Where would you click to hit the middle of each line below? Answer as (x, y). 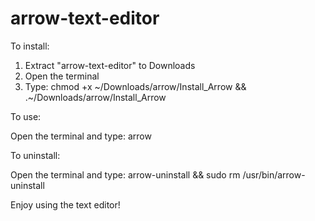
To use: (26, 116)
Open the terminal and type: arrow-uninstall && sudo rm (125, 174)
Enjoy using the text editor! (65, 204)
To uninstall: (35, 155)
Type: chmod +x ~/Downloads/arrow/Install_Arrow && (135, 86)
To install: (30, 46)
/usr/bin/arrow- (274, 174)
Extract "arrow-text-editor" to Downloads (110, 65)
